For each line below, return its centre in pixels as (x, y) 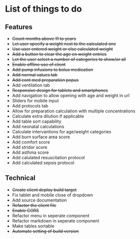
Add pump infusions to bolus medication (52, 70)
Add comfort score (31, 142)
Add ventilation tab (31, 85)
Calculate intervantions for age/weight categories (62, 132)
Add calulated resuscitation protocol (48, 157)
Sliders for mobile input (35, 101)
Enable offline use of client (39, 64)
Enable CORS (26, 210)
